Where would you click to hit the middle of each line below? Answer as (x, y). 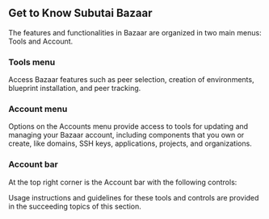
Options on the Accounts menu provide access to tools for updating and (128, 126)
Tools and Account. (41, 41)
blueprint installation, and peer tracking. (75, 89)
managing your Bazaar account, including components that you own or (126, 135)
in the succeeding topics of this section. (75, 206)
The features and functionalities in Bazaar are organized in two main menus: (135, 32)
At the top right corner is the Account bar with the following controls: (123, 182)
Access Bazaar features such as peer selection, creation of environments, (131, 80)
